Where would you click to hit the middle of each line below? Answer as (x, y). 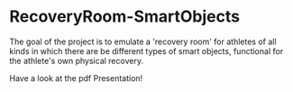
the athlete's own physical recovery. (77, 60)
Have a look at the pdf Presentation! (76, 78)
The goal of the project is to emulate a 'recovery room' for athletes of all (143, 41)
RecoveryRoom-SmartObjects (125, 17)
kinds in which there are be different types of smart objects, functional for (146, 51)
